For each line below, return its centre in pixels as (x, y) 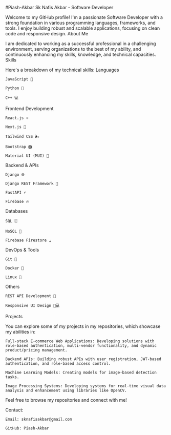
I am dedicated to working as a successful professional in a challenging (81, 44)
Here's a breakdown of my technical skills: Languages (62, 70)
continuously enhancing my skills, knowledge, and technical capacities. (81, 54)
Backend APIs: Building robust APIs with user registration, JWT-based (83, 359)
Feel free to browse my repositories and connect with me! (66, 400)
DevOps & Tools (22, 250)
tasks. (12, 377)
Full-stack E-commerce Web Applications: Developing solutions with (80, 341)
